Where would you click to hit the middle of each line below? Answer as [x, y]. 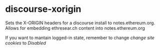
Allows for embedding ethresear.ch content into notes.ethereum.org [75, 28]
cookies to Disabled [26, 43]
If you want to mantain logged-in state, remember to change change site [80, 38]
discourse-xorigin [43, 9]
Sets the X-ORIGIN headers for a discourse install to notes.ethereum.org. [80, 23]
